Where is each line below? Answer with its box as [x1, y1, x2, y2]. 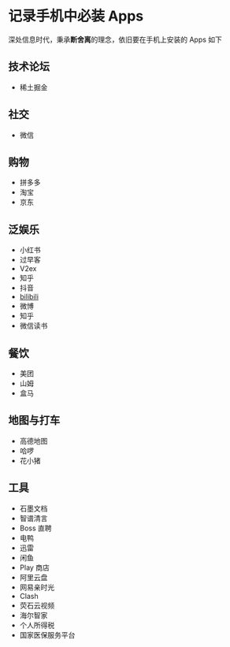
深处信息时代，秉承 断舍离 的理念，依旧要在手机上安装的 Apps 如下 [8, 35, 223, 44]
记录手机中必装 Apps [8, 7, 144, 25]
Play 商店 [19, 563, 50, 572]
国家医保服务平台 [19, 630, 76, 639]
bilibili [19, 292, 39, 302]
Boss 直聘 [19, 523, 53, 533]
